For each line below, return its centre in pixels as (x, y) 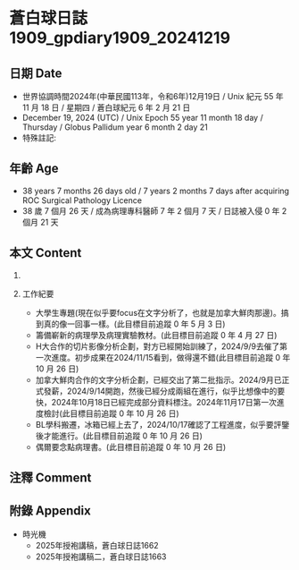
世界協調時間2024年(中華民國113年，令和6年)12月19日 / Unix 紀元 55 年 (153, 96)
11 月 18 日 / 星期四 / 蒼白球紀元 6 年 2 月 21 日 (106, 107)
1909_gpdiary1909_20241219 (120, 38)
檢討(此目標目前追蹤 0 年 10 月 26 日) (112, 413)
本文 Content (46, 253)
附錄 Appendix (50, 511)
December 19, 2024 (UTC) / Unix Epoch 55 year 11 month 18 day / (142, 118)
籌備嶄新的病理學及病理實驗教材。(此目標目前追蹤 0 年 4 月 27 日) (156, 335)
